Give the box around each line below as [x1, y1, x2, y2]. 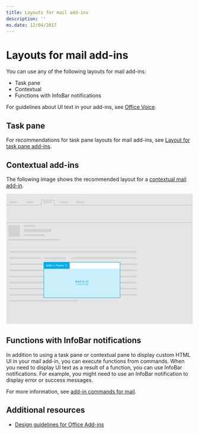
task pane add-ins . [6, 143, 52, 150]
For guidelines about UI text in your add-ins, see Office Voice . [6, 104, 157, 111]
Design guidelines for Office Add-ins [14, 421, 104, 428]
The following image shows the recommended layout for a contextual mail [6, 175, 187, 183]
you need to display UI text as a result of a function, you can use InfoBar [6, 363, 182, 371]
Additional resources [6, 405, 85, 415]
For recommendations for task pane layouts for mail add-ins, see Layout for [6, 136, 191, 143]
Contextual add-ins [6, 160, 79, 170]
